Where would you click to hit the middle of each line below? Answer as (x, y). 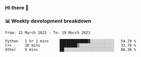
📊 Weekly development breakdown (48, 21)
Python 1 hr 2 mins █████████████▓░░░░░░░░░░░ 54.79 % (71, 41)
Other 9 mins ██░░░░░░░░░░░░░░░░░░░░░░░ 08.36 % (71, 50)
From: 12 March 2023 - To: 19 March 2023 (48, 33)
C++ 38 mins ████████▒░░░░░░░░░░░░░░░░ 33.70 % (71, 45)
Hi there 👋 (17, 8)
